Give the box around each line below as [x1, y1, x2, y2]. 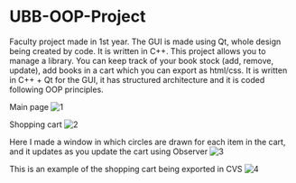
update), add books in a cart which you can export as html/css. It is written [9, 65, 288, 76]
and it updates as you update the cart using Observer [9, 146, 208, 157]
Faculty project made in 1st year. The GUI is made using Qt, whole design [9, 36, 282, 47]
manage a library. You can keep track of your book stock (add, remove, [9, 55, 273, 66]
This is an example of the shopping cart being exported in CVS [9, 163, 243, 174]
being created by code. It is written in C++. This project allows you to [9, 45, 266, 56]
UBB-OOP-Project [9, 6, 146, 27]
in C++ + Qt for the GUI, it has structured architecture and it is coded [9, 74, 265, 85]
